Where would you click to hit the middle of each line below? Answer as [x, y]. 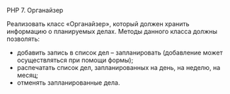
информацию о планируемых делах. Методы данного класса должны [112, 31]
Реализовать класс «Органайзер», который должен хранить [98, 24]
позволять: [23, 39]
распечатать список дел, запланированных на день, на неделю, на [119, 67]
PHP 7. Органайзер [35, 10]
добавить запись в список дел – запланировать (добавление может [120, 53]
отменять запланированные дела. [68, 83]
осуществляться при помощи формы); [75, 60]
